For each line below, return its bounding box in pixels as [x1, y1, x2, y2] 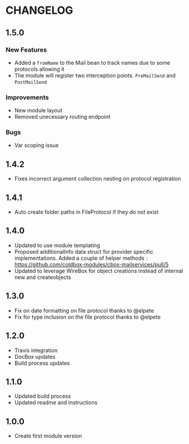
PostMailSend [14, 79, 47, 85]
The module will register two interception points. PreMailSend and [14, 71, 176, 79]
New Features [5, 46, 47, 54]
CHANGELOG [5, 4, 73, 17]
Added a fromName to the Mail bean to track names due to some [14, 59, 170, 66]
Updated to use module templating [14, 241, 100, 249]
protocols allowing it [14, 65, 65, 73]
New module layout [14, 107, 62, 114]
